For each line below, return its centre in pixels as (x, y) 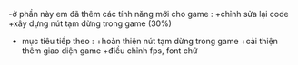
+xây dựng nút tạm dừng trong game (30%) (90, 23)
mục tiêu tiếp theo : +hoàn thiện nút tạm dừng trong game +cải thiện (150, 41)
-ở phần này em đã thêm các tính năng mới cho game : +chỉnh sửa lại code (149, 14)
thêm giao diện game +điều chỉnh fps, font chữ (109, 51)
